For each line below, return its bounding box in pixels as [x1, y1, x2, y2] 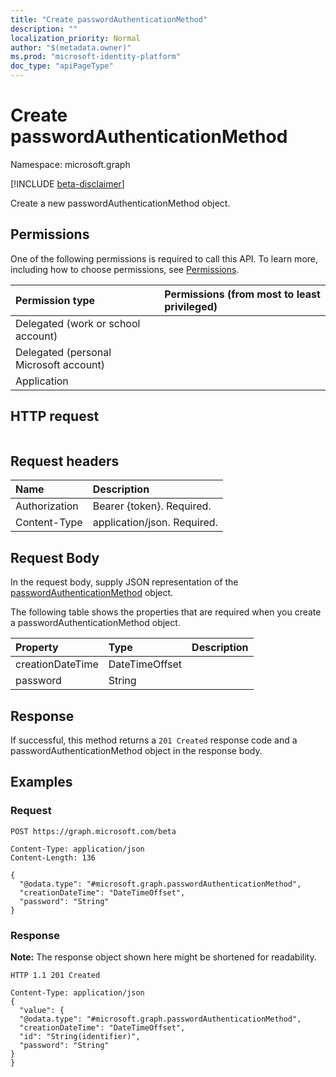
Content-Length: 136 [10, 852, 97, 863]
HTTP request [10, 408, 100, 425]
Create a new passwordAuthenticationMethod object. [10, 197, 231, 209]
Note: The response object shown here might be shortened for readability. [10, 951, 317, 963]
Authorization [15, 499, 79, 513]
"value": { [19, 1005, 65, 1015]
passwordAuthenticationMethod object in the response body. [10, 745, 263, 756]
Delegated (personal [15, 345, 112, 359]
